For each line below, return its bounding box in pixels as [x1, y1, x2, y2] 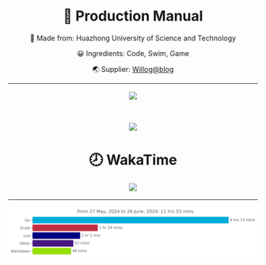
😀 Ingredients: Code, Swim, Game [76, 48, 190, 58]
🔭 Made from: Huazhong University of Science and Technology [30, 33, 236, 43]
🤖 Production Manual [63, 7, 203, 25]
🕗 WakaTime [89, 151, 177, 169]
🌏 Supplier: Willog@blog [92, 64, 174, 74]
